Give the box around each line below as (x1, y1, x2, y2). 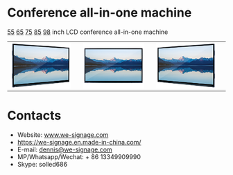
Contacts (7, 108, 62, 124)
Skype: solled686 (17, 160, 68, 169)
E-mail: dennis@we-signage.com (17, 145, 112, 154)
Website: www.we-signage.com (17, 131, 109, 139)
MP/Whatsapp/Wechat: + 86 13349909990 (17, 153, 141, 161)
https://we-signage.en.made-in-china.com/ (17, 138, 141, 147)
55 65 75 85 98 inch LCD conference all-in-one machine (7, 28, 169, 36)
